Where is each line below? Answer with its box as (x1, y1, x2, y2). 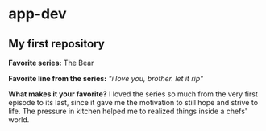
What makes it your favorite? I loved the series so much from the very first (8, 89, 258, 99)
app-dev (8, 5, 67, 23)
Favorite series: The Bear (8, 58, 94, 68)
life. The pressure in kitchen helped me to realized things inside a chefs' (8, 106, 247, 116)
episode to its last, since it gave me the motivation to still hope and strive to (8, 98, 259, 107)
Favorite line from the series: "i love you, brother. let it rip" (8, 74, 204, 83)
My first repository (8, 37, 105, 51)
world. (8, 115, 30, 125)
